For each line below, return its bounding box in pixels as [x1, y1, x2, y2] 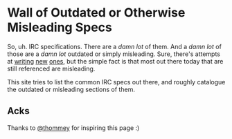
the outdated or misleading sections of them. [7, 85, 135, 93]
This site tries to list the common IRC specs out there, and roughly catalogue [7, 77, 226, 86]
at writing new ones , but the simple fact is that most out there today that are [7, 57, 224, 65]
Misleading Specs [7, 19, 112, 35]
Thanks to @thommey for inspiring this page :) [7, 123, 140, 132]
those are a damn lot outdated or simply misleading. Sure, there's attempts [7, 50, 220, 58]
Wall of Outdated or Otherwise [7, 5, 186, 21]
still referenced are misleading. [7, 64, 96, 73]
